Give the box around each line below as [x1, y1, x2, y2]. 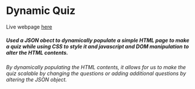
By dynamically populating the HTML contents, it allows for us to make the [6, 63, 186, 70]
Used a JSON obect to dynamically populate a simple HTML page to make [6, 37, 190, 44]
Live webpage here [6, 23, 53, 30]
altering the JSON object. [6, 76, 67, 83]
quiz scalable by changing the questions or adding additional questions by [6, 70, 186, 77]
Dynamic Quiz [6, 4, 76, 17]
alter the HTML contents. [6, 49, 68, 56]
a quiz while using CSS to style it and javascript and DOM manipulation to [6, 42, 189, 50]
